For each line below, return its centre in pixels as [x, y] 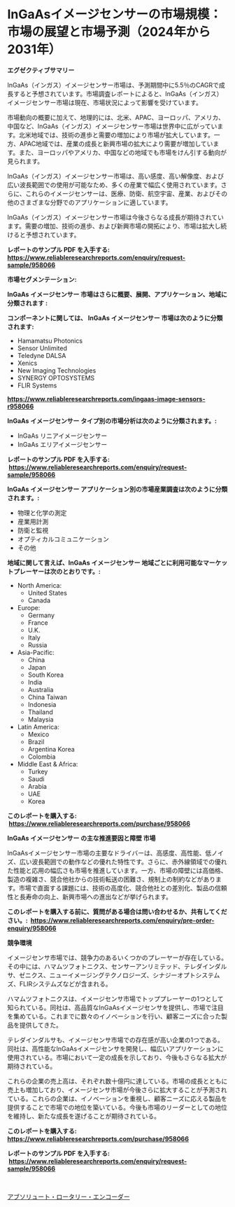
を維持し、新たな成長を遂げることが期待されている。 [84, 1116]
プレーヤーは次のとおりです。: [57, 571]
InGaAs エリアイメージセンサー [62, 444]
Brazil [36, 742]
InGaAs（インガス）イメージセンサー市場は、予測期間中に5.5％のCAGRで [113, 85]
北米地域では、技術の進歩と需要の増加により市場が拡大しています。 [116, 135]
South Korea [46, 675]
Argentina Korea [51, 749]
